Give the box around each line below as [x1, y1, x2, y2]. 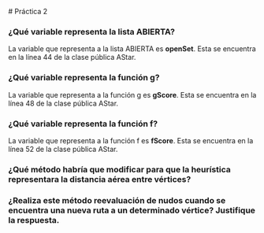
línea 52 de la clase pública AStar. [8, 144, 118, 153]
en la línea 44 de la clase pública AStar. [8, 53, 136, 62]
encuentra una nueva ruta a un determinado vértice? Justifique [8, 205, 256, 216]
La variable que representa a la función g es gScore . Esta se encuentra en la [8, 90, 257, 99]
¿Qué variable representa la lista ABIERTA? [8, 26, 176, 37]
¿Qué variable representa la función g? [8, 72, 160, 83]
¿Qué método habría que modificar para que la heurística [8, 164, 231, 175]
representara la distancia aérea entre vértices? [8, 173, 191, 184]
